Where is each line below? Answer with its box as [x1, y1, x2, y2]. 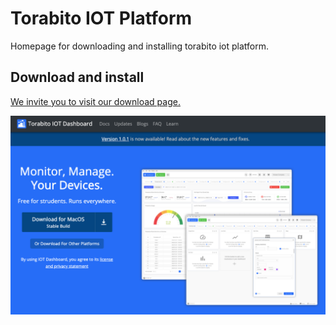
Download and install [10, 69, 145, 86]
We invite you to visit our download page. [10, 95, 181, 107]
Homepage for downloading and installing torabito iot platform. [10, 40, 270, 52]
